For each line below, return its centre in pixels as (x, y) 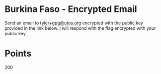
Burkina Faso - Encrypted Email (71, 9)
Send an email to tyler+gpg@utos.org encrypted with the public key (74, 23)
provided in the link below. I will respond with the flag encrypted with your (80, 28)
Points (18, 54)
